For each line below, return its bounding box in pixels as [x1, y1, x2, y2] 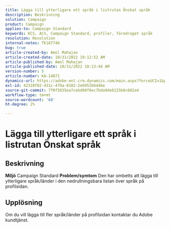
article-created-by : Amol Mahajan [5, 50, 78, 55]
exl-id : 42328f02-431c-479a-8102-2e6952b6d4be [5, 83, 105, 88]
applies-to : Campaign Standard [5, 26, 71, 31]
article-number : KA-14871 [5, 74, 60, 79]
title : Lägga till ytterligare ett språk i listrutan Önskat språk [5, 7, 151, 13]
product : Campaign [5, 21, 44, 27]
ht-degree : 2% [5, 102, 35, 107]
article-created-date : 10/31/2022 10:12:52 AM [5, 54, 105, 60]
